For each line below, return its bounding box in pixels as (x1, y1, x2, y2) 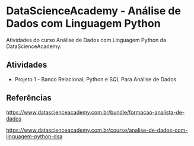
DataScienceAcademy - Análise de (6, 4, 181, 18)
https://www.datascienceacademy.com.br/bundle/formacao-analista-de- (6, 109, 185, 116)
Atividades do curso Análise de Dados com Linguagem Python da (6, 36, 167, 43)
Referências (6, 93, 52, 103)
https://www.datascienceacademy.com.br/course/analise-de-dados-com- (6, 126, 188, 134)
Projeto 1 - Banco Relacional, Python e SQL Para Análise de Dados (14, 75, 177, 82)
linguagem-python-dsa (6, 132, 63, 140)
